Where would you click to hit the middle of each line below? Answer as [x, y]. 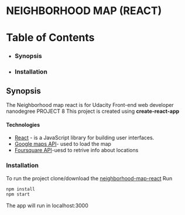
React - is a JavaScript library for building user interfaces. [84, 138]
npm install [20, 189]
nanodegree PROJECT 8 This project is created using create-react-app [93, 111]
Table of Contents [50, 38]
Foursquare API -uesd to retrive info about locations [76, 150]
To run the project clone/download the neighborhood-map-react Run [89, 178]
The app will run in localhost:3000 [47, 206]
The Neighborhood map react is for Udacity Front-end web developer [90, 105]
